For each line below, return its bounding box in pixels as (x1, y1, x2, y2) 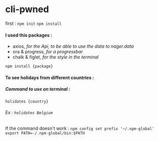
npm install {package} (5, 64, 53, 69)
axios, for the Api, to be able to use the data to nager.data (12, 43, 134, 49)
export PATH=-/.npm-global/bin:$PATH (5, 130, 85, 135)
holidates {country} (5, 99, 49, 104)
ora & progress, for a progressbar (12, 49, 83, 55)
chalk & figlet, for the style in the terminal (12, 54, 99, 60)
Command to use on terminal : (5, 86, 70, 92)
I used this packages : (5, 32, 52, 38)
